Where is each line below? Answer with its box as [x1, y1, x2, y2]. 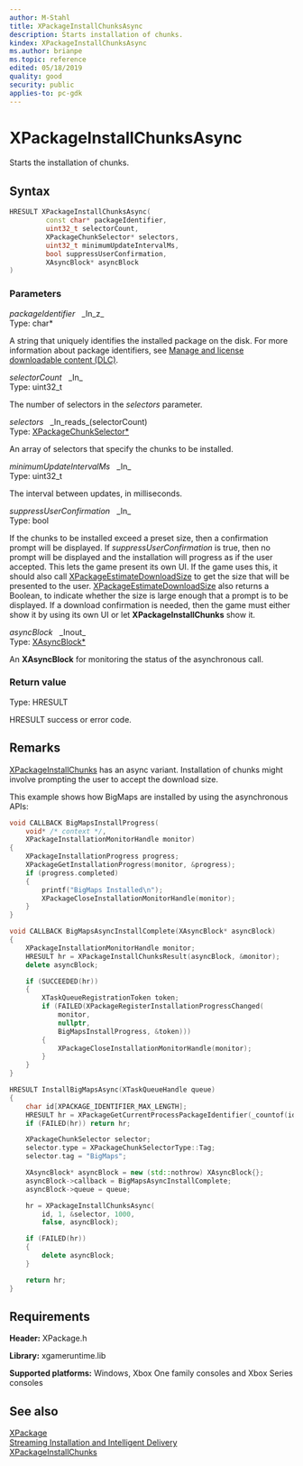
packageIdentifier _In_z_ [9, 308, 105, 318]
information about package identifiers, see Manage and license [9, 345, 244, 355]
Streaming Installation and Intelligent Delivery [9, 1437, 178, 1448]
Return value [9, 676, 67, 688]
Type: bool [9, 515, 50, 526]
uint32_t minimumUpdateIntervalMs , [45, 241, 179, 250]
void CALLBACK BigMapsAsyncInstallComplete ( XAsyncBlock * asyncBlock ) [9, 927, 277, 936]
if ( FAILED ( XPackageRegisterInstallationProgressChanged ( [41, 1002, 264, 1011]
